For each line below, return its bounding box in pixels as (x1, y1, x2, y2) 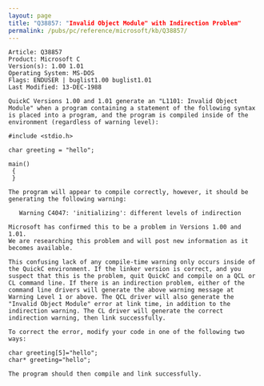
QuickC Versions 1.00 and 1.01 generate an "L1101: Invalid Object (8, 97, 238, 105)
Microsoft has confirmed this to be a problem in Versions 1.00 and (8, 223, 242, 232)
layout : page (8, 11, 52, 20)
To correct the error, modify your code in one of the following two (8, 328, 246, 336)
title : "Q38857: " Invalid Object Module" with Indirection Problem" (8, 19, 242, 27)
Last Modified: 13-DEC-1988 (8, 83, 102, 92)
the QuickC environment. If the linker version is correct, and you (8, 265, 242, 273)
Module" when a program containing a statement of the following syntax (8, 105, 256, 113)
